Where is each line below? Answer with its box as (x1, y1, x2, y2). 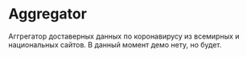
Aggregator (8, 5, 87, 23)
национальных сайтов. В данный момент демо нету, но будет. (8, 39, 222, 49)
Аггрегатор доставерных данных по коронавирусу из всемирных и (8, 31, 240, 41)
